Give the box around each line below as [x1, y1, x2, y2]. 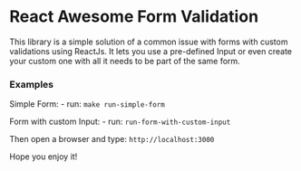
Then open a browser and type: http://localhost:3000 [9, 134, 215, 145]
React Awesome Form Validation [9, 6, 259, 27]
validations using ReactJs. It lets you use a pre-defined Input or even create [9, 45, 293, 56]
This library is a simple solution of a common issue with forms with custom [9, 36, 288, 47]
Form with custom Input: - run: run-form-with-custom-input [9, 116, 231, 128]
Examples [9, 78, 54, 90]
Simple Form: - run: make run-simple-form [9, 99, 165, 109]
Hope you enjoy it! [9, 151, 78, 162]
